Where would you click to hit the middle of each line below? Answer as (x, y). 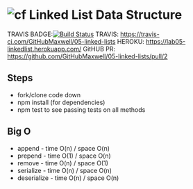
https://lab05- (166, 41)
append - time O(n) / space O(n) (63, 148)
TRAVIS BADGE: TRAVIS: (63, 34)
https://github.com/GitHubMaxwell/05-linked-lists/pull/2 (87, 56)
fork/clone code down (49, 94)
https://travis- (140, 34)
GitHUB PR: (99, 49)
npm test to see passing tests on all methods (81, 109)
